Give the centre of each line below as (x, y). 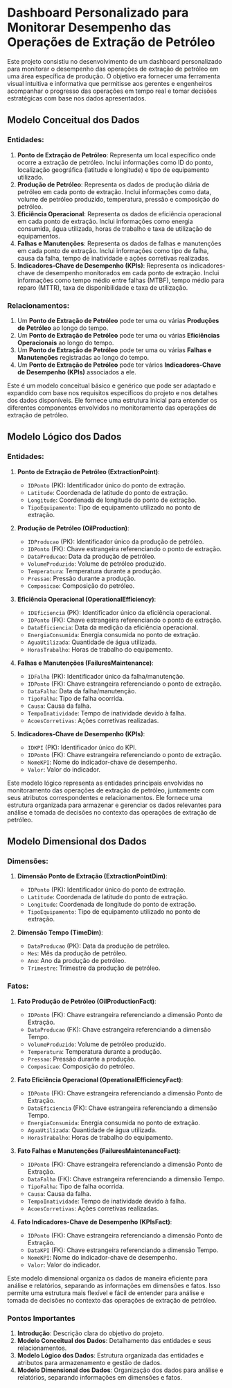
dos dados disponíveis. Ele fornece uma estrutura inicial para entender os (112, 400)
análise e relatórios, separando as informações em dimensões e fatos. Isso (114, 1285)
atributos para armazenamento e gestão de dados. (90, 1362)
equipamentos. (38, 236)
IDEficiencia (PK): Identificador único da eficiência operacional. (119, 612)
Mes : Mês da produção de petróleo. (77, 953)
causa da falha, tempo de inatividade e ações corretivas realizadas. (113, 258)
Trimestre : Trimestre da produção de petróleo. (94, 968)
